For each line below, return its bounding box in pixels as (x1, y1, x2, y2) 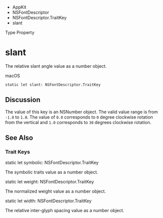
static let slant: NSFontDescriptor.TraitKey (5, 82, 101, 87)
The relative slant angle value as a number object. (5, 63, 107, 69)
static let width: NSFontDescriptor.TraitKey (5, 198, 92, 204)
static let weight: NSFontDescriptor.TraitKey (5, 179, 94, 185)
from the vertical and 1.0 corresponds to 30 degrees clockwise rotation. (5, 119, 152, 125)
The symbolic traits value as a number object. (5, 169, 98, 175)
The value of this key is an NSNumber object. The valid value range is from (5, 109, 158, 115)
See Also (5, 133, 33, 142)
